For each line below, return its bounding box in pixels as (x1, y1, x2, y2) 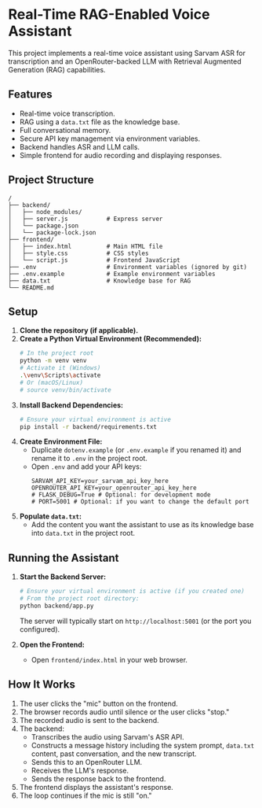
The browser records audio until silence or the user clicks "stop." (19, 707, 230, 717)
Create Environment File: (19, 437, 103, 446)
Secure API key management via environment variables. (19, 134, 201, 143)
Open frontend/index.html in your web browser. (31, 655, 188, 664)
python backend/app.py (19, 602, 94, 610)
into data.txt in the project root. (31, 529, 136, 538)
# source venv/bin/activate (19, 386, 111, 394)
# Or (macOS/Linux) (19, 378, 84, 386)
